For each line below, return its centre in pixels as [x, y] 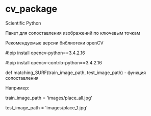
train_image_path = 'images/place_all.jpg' [49, 98]
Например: [17, 88]
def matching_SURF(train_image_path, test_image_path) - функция [76, 73]
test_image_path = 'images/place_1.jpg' [46, 107]
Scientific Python [23, 23]
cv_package [31, 9]
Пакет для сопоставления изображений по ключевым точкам [73, 33]
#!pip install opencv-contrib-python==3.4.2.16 [54, 62]
